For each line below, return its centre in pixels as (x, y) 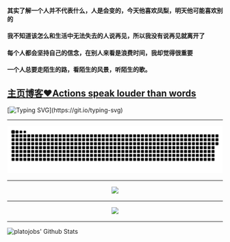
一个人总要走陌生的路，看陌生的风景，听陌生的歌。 (79, 70)
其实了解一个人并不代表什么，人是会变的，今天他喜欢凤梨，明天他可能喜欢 (112, 10)
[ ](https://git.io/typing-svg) (65, 110)
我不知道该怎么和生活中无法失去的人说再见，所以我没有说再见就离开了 (106, 36)
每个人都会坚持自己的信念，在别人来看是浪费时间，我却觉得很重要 (100, 53)
